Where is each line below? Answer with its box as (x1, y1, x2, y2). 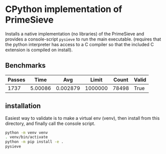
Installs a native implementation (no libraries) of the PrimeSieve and (5, 31, 144, 37)
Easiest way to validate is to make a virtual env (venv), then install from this (5, 115, 160, 121)
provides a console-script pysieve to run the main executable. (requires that (5, 36, 161, 42)
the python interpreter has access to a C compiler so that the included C (5, 41, 154, 47)
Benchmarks (5, 61, 46, 70)
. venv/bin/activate (5, 134, 48, 140)
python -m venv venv (5, 130, 48, 135)
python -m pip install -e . (5, 139, 64, 144)
